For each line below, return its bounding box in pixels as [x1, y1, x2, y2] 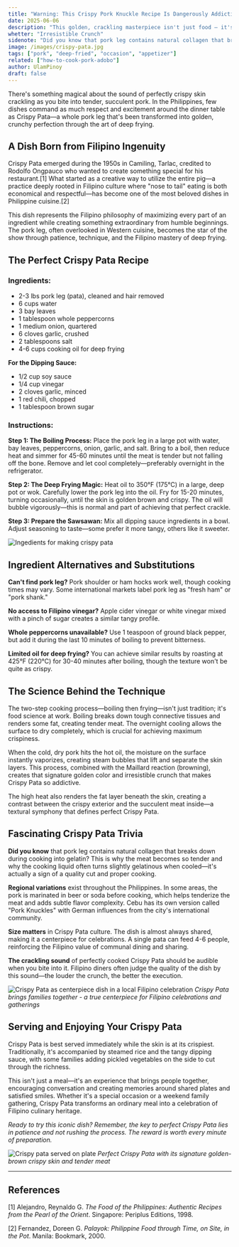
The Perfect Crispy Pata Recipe [8, 254, 150, 266]
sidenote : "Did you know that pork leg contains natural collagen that [8, 37, 224, 44]
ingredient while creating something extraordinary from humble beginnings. [8, 219, 229, 227]
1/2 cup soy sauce [18, 372, 72, 381]
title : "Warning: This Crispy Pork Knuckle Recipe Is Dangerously [8, 10, 209, 18]
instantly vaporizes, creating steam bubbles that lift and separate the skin [8, 755, 223, 764]
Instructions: [8, 420, 54, 430]
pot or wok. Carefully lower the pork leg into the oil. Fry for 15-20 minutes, [8, 488, 224, 497]
